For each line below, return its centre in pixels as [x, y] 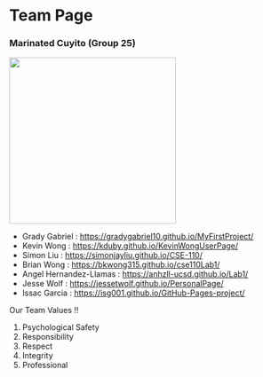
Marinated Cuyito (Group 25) [72, 43]
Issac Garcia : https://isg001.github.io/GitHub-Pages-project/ [134, 293]
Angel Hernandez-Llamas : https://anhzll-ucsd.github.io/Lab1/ [135, 274]
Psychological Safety [60, 327]
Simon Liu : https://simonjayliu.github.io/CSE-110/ [112, 255]
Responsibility [48, 337]
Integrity [37, 356]
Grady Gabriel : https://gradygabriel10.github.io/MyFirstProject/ [138, 237]
